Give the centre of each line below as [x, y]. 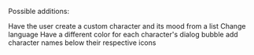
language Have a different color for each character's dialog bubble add [123, 34]
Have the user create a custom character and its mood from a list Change [127, 26]
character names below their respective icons [82, 43]
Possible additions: [39, 11]
